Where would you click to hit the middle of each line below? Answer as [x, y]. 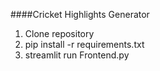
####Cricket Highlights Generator [80, 14]
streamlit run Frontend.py [77, 55]
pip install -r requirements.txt [84, 44]
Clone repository [59, 33]
